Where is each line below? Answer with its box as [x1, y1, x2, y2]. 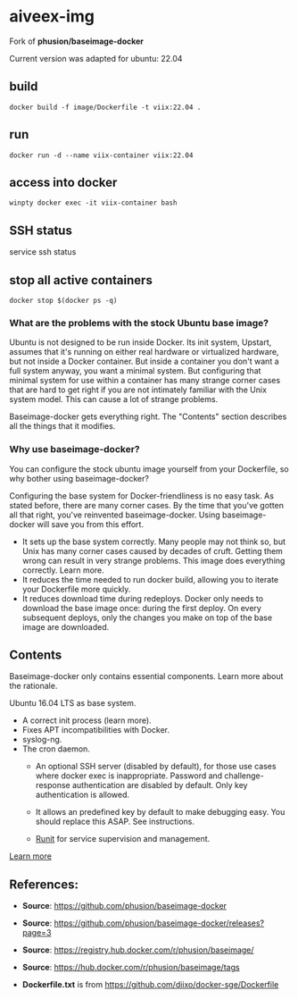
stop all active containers [9, 273, 153, 288]
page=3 [21, 928, 52, 938]
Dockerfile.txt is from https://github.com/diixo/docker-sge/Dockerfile [21, 979, 279, 990]
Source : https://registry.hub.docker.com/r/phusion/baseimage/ [21, 944, 254, 955]
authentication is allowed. [35, 789, 130, 801]
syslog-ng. [21, 735, 62, 745]
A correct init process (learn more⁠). [21, 715, 152, 726]
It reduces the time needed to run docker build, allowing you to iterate [21, 574, 279, 584]
